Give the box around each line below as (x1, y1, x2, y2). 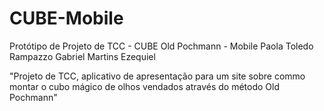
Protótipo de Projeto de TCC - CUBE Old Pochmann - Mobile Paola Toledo (9, 40, 314, 52)
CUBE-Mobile (9, 7, 124, 30)
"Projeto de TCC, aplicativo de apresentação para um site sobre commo (9, 70, 306, 82)
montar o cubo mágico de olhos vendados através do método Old (9, 80, 280, 92)
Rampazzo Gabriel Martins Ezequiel (9, 50, 156, 62)
